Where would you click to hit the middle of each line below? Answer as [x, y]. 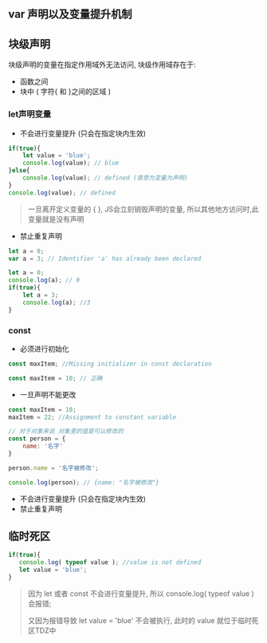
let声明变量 [30, 114]
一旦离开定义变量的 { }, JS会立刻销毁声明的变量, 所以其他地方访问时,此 [143, 209]
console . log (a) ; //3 [57, 302]
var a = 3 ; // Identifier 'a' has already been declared [105, 258]
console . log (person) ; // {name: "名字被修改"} [84, 482]
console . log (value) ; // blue [71, 163]
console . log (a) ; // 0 [44, 280]
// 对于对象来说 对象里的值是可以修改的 [66, 432]
